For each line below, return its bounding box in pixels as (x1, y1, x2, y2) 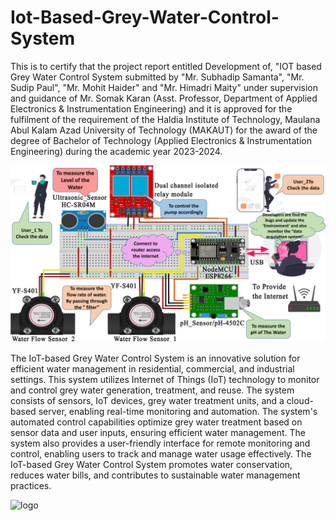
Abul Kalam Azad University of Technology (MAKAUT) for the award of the (10, 124, 318, 136)
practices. (10, 480, 52, 492)
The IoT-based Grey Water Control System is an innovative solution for (10, 352, 301, 365)
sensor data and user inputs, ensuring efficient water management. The (10, 427, 306, 439)
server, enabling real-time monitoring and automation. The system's (38, 406, 318, 418)
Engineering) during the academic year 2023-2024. (10, 145, 223, 157)
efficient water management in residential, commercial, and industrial (10, 363, 295, 375)
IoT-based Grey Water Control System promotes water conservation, (10, 459, 293, 471)
